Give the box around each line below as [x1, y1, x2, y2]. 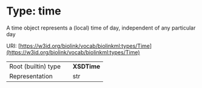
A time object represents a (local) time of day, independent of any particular [6, 24, 196, 31]
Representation [9, 72, 53, 80]
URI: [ [6, 42, 21, 49]
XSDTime [72, 62, 101, 71]
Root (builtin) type [9, 62, 61, 71]
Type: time [6, 4, 62, 18]
